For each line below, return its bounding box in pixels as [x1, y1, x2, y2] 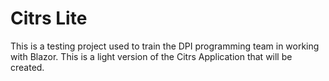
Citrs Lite [10, 7, 88, 30]
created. [10, 61, 45, 73]
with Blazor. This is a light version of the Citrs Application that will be [10, 50, 293, 62]
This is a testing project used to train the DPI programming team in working [10, 40, 320, 52]
